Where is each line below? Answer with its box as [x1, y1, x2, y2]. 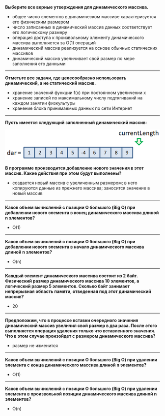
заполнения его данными [12, 61, 66, 66]
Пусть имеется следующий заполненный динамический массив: [5, 120, 147, 125]
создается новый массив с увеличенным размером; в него [12, 180, 137, 186]
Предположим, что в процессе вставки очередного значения [5, 318, 138, 323]
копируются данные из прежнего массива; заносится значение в [12, 185, 150, 191]
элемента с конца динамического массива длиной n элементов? [5, 362, 147, 368]
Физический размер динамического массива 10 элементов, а [5, 278, 139, 284]
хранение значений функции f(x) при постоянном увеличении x [12, 90, 146, 96]
